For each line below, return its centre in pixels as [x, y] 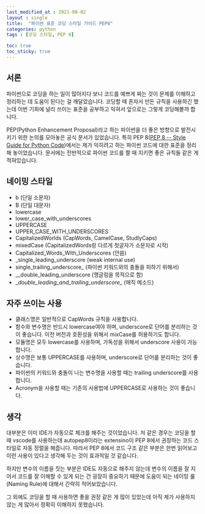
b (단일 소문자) [33, 197]
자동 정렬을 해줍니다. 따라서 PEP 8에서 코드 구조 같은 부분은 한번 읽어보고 [110, 448]
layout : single [27, 18]
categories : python [31, 29]
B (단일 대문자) [33, 205]
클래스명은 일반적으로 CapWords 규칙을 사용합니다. [76, 319]
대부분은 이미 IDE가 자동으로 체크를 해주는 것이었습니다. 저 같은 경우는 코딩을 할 [101, 433]
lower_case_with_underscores [53, 218]
